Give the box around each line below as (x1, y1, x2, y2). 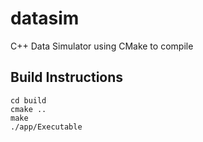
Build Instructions (10, 69, 124, 86)
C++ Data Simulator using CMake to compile (10, 40, 194, 52)
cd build (10, 95, 47, 106)
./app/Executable (10, 122, 83, 132)
